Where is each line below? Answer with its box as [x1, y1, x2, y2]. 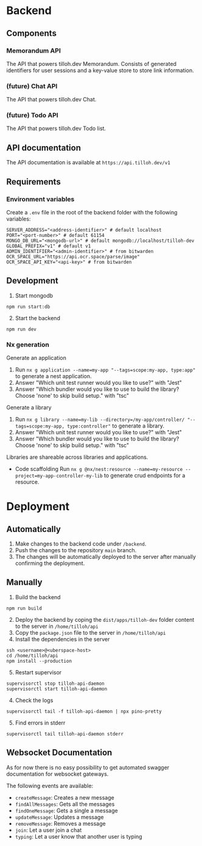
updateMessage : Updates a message [15, 813, 104, 820]
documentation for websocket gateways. [6, 770, 109, 778]
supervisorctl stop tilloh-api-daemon [6, 680, 105, 687]
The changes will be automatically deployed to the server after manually [15, 553, 197, 561]
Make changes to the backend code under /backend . [15, 540, 147, 547]
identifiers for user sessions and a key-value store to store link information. [6, 67, 195, 74]
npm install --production [6, 658, 72, 664]
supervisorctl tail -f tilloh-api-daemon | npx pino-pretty [6, 708, 162, 715]
